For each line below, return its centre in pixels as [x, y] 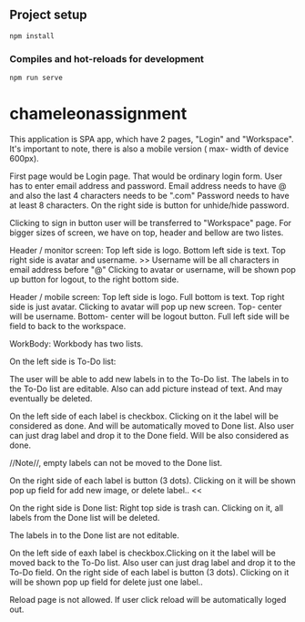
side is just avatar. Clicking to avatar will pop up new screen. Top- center [146, 307]
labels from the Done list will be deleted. [85, 518]
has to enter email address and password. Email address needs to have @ [148, 186]
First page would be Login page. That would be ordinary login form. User [146, 176]
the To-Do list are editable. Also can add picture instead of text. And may [146, 389]
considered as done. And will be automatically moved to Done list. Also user [152, 426]
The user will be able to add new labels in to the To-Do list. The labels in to [149, 379]
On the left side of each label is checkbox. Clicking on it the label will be [144, 416]
